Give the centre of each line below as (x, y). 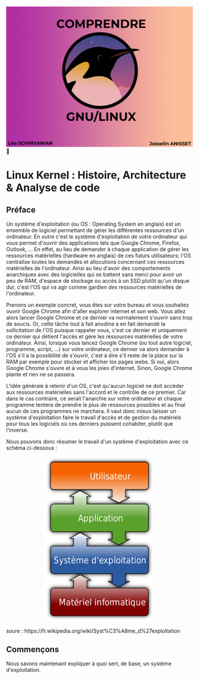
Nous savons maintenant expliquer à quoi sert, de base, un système (89, 664)
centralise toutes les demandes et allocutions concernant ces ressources (95, 262)
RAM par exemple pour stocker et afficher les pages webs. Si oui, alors (93, 362)
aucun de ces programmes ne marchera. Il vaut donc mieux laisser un (91, 411)
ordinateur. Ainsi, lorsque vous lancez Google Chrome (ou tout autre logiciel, (99, 343)
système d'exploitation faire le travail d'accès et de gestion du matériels (94, 417)
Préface (21, 209)
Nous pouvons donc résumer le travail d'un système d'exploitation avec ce (97, 441)
